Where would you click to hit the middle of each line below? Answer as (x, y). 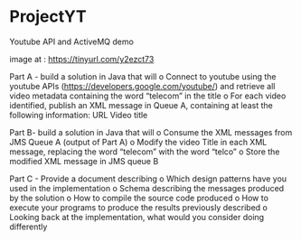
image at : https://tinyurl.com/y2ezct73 (82, 59)
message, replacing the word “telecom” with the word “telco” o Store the (145, 152)
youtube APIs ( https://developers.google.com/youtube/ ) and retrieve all (142, 86)
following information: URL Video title (79, 115)
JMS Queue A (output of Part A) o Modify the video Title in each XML (138, 142)
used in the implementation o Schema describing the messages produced (147, 188)
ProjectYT (48, 17)
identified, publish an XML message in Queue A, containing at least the (141, 105)
